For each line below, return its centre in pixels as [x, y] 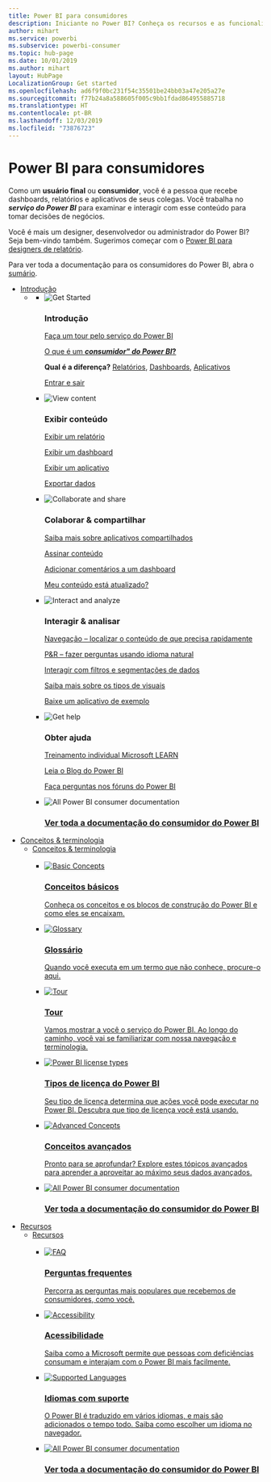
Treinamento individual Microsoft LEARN [111, 756]
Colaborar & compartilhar [95, 520]
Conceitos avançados [88, 1146]
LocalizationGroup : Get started [63, 83]
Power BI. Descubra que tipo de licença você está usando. [141, 1109]
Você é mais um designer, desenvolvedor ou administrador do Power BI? [129, 231]
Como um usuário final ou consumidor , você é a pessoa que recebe [123, 190]
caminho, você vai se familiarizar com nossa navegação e [140, 1039]
